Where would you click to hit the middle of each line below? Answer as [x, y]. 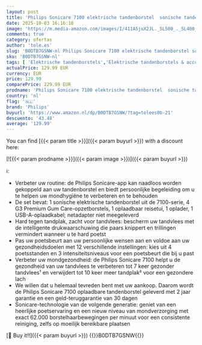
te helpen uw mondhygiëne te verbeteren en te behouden [86, 196]
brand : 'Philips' [28, 107]
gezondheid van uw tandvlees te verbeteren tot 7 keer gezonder [94, 266]
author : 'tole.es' [29, 46]
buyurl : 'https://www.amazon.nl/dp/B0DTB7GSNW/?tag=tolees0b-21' [90, 113]
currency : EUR [24, 73]
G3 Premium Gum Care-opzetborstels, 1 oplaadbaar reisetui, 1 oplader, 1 [104, 209]
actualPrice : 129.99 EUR [37, 68]
